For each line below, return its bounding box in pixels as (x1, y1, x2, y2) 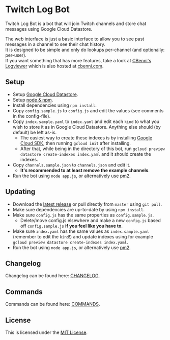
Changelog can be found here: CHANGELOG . (5, 273, 100, 279)
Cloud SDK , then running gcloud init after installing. (20, 140, 131, 146)
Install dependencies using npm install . (12, 102, 97, 108)
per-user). (5, 52, 27, 58)
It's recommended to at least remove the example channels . (20, 167, 150, 173)
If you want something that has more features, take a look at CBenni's (5, 57, 152, 63)
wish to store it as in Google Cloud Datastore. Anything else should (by (12, 124, 161, 130)
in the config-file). (12, 113, 51, 119)
